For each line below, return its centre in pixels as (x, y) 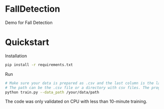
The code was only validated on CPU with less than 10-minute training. (76, 102)
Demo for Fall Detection (29, 22)
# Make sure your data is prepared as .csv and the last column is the (79, 83)
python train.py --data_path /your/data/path (52, 92)
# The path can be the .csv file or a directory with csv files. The (77, 87)
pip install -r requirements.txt (39, 65)
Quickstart (27, 42)
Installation (16, 56)
